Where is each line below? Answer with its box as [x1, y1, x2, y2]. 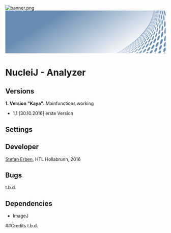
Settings [5, 125, 33, 134]
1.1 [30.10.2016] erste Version [12, 110, 74, 116]
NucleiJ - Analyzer [5, 66, 86, 78]
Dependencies [5, 199, 52, 208]
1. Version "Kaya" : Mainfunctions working [5, 100, 94, 107]
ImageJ [12, 213, 29, 219]
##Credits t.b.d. [5, 223, 38, 229]
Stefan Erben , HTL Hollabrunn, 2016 [5, 156, 81, 162]
